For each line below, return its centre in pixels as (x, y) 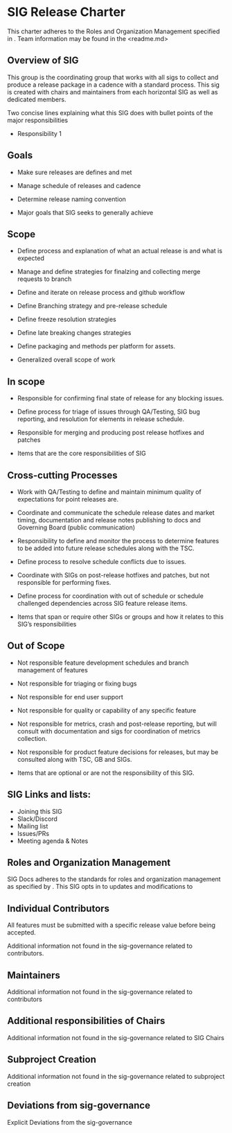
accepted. (21, 932)
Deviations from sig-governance (79, 1106)
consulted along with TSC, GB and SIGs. (74, 759)
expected (31, 258)
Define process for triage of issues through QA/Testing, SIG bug (109, 412)
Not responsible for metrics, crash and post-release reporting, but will (117, 724)
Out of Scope (36, 646)
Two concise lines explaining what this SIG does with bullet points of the (110, 112)
